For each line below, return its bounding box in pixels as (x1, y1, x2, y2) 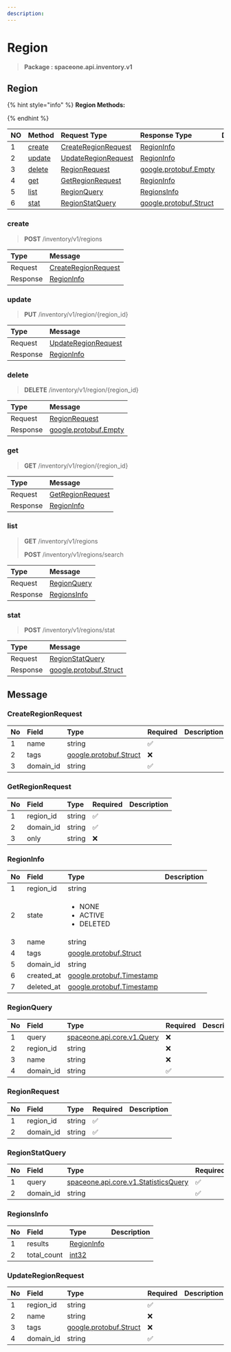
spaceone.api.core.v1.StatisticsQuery (67, 1177, 189, 1187)
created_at (27, 971, 62, 980)
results (27, 1239, 49, 1249)
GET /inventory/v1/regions (23, 537, 98, 545)
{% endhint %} (7, 115, 49, 123)
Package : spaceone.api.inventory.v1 (23, 63, 133, 71)
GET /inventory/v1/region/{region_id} (23, 461, 129, 470)
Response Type (140, 130, 192, 140)
